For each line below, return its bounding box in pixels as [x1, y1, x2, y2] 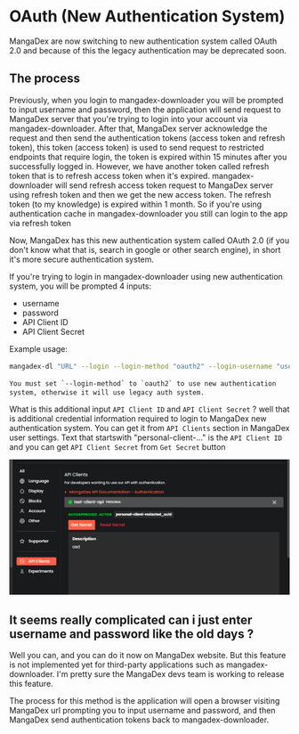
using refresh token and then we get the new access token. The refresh [9, 189, 271, 200]
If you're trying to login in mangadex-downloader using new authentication [9, 271, 283, 281]
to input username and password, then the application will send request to [9, 104, 282, 115]
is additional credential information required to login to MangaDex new [9, 412, 267, 424]
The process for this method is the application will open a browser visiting [9, 696, 280, 706]
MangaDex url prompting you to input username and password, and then [9, 705, 276, 716]
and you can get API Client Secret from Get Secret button [9, 441, 226, 452]
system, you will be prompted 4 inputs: [9, 281, 152, 291]
